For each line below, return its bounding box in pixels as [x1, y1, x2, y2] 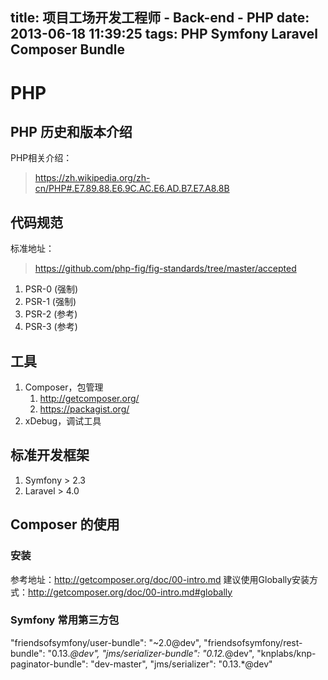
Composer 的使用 [10, 516, 120, 533]
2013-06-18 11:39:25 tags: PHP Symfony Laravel [10, 26, 318, 43]
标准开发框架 [10, 447, 90, 464]
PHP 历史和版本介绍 [10, 123, 133, 140]
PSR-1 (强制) [24, 296, 77, 308]
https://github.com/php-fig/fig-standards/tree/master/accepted [34, 263, 297, 275]
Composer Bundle [10, 41, 125, 58]
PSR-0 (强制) [24, 283, 79, 295]
